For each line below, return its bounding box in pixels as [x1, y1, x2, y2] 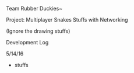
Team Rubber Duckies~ [6, 5, 63, 12]
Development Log [6, 39, 49, 46]
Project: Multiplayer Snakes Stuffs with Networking [6, 16, 128, 23]
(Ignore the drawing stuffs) [6, 27, 70, 34]
